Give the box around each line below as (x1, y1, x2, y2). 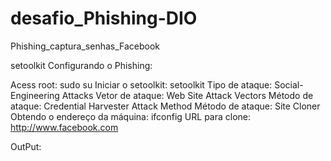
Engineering (10, 89, 60, 101)
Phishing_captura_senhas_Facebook (10, 40, 161, 52)
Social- (274, 78, 304, 91)
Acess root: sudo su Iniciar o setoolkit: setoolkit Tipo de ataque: (10, 78, 273, 91)
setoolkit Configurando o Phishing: (10, 59, 153, 71)
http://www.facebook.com (10, 121, 119, 133)
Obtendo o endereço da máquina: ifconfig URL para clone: (10, 110, 252, 122)
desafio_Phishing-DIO (10, 7, 198, 30)
